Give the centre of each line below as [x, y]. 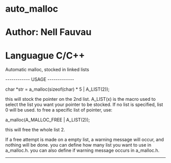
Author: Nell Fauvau [48, 32]
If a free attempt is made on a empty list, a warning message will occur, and [84, 140]
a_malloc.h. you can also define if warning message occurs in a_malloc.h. [82, 150]
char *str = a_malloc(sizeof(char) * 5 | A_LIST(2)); [58, 89]
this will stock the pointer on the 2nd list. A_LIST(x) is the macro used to [81, 99]
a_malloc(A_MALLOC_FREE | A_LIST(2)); [48, 120]
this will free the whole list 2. [35, 130]
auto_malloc [32, 9]
